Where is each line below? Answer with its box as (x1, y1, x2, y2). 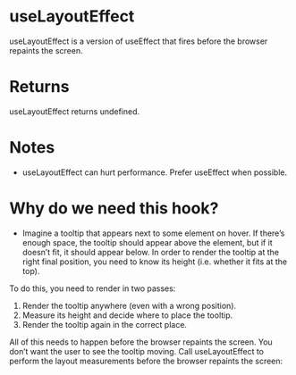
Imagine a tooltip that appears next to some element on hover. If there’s (21, 228, 285, 238)
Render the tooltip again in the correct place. (21, 319, 188, 329)
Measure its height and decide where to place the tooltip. (21, 310, 233, 321)
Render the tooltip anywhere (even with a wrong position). (21, 300, 237, 311)
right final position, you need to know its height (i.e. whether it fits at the (21, 256, 288, 267)
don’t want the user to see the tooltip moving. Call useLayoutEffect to (9, 346, 264, 356)
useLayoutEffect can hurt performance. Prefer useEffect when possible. (21, 167, 288, 178)
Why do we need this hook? (9, 198, 219, 218)
